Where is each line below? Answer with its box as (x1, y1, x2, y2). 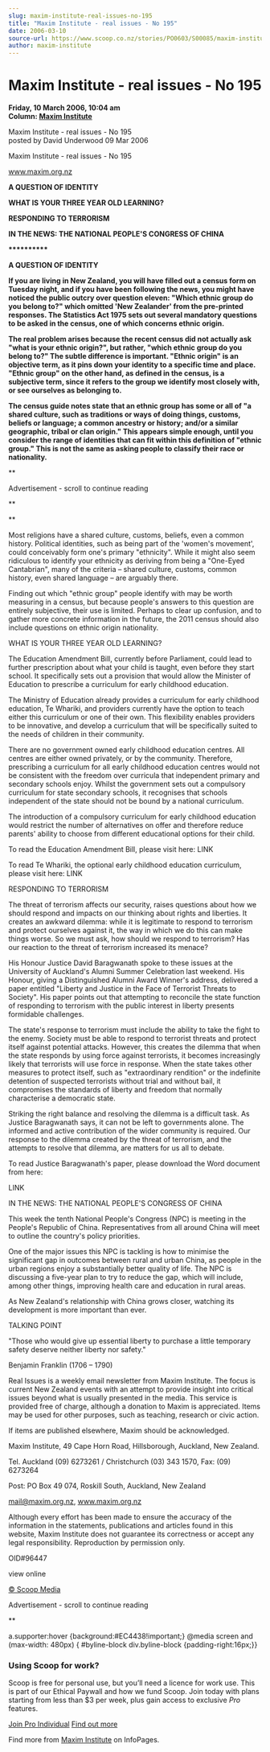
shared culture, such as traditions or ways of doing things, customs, (8, 409, 241, 419)
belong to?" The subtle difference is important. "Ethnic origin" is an (8, 352, 239, 361)
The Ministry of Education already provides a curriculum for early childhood (8, 695, 260, 705)
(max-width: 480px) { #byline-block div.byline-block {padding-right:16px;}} (8, 1640, 258, 1650)
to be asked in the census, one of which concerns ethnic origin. (8, 319, 225, 328)
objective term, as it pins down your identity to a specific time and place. (8, 360, 256, 370)
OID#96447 (8, 1553, 47, 1563)
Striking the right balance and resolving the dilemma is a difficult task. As (8, 1109, 251, 1119)
